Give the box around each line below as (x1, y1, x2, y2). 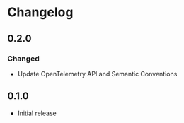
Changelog (7, 4, 74, 20)
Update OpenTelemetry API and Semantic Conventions (17, 69, 178, 78)
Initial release (17, 109, 57, 117)
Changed (7, 54, 40, 64)
